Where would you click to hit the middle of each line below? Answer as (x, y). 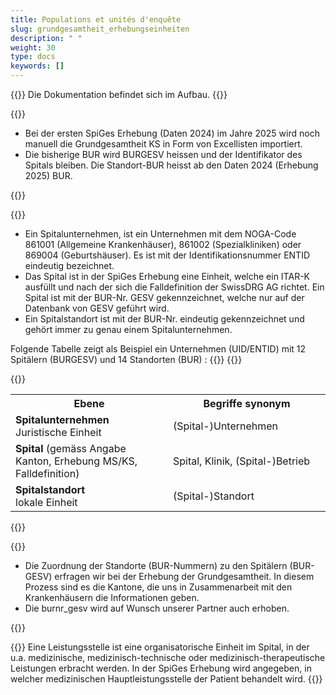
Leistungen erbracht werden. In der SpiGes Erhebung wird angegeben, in (161, 668)
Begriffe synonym (247, 403)
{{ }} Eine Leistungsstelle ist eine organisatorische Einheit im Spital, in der (160, 647)
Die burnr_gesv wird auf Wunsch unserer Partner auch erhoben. (157, 608)
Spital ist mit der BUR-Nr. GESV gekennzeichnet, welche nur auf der (164, 297)
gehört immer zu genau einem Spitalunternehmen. (128, 329)
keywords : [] (37, 66)
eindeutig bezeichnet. (69, 265)
